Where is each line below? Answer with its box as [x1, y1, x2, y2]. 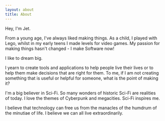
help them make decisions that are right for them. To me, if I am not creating [5, 70, 159, 76]
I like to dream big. [5, 55, 43, 61]
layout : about [5, 7, 34, 12]
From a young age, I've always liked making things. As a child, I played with [5, 35, 158, 41]
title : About [5, 12, 32, 17]
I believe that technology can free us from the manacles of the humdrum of [5, 105, 157, 111]
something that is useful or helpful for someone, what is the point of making [5, 75, 159, 81]
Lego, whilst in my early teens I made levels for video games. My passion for [5, 40, 160, 46]
